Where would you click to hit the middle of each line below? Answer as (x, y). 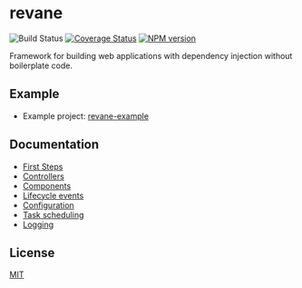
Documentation (54, 145)
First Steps (43, 166)
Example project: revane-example (86, 115)
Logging (38, 224)
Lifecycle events (53, 195)
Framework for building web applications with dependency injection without (151, 55)
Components (47, 185)
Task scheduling (53, 214)
